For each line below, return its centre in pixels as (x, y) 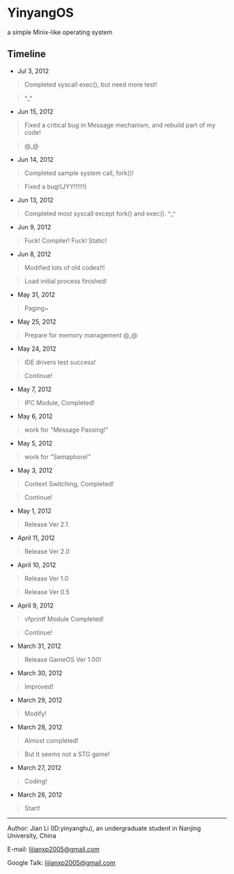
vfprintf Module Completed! (64, 619)
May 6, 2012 (35, 416)
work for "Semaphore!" (57, 457)
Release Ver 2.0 (47, 551)
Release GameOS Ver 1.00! (63, 659)
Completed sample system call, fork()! (79, 173)
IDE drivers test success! (60, 362)
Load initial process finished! (65, 281)
